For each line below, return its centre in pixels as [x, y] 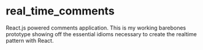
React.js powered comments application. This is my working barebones [96, 28]
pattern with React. [30, 40]
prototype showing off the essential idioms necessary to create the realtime [101, 34]
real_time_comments [60, 11]
